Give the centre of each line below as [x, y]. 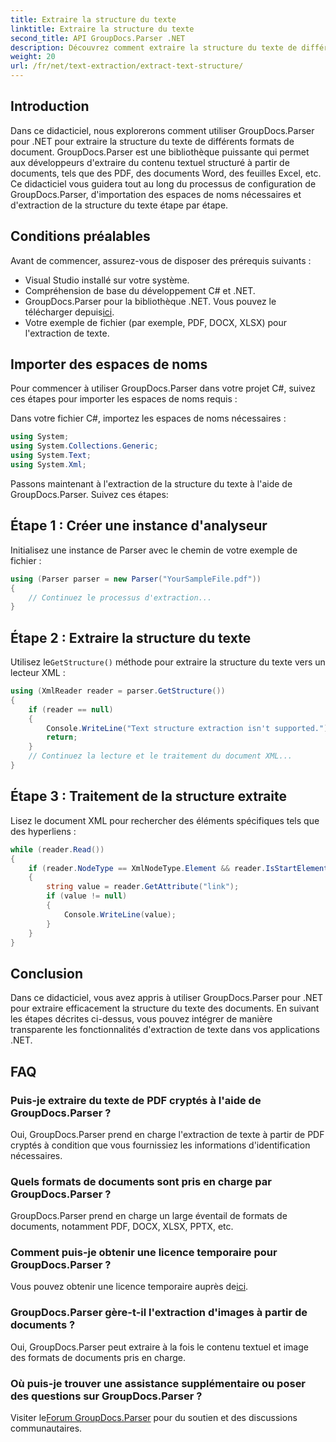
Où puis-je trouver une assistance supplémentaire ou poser [158, 1383]
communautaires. [46, 1428]
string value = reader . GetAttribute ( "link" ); [143, 887]
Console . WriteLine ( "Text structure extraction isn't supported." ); [189, 728]
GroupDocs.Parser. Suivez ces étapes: [89, 494]
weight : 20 [33, 57]
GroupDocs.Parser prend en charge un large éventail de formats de [149, 1216]
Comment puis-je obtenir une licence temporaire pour [144, 1253]
